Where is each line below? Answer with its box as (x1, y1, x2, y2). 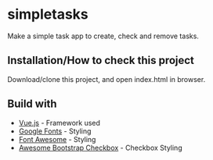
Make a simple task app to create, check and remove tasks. (7, 31, 199, 41)
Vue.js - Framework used (18, 118, 101, 127)
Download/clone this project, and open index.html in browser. (7, 74, 206, 84)
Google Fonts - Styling (18, 126, 92, 136)
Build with (7, 98, 57, 111)
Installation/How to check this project (7, 54, 195, 67)
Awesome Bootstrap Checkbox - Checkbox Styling (18, 143, 182, 152)
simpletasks (7, 5, 88, 23)
